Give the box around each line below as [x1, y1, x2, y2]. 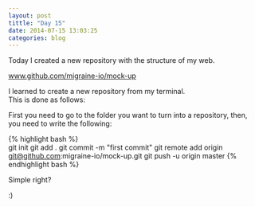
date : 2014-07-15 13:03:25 [8, 26, 98, 34]
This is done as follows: [8, 95, 86, 104]
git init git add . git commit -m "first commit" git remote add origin [8, 143, 223, 152]
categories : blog [8, 33, 66, 42]
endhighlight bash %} [8, 160, 80, 170]
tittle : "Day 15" [8, 19, 66, 27]
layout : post [8, 11, 52, 20]
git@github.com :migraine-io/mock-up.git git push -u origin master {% [8, 151, 237, 161]
